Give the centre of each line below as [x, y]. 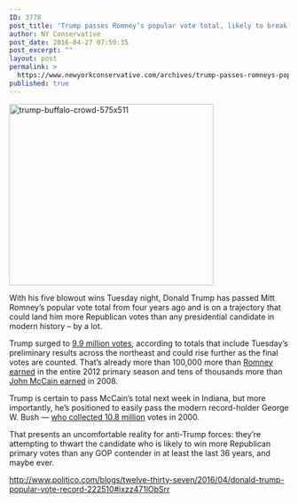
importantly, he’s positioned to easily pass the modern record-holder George [149, 407]
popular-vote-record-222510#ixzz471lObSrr [90, 489]
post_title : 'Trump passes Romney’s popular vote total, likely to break [149, 26]
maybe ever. [32, 462]
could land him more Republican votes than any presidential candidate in [142, 317]
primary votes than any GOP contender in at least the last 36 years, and [140, 452]
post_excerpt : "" [41, 51]
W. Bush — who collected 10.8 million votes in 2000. [105, 417]
